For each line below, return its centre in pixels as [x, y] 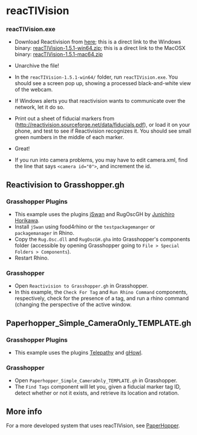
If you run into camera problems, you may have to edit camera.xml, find [101, 160]
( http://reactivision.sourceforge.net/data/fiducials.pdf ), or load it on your [102, 125]
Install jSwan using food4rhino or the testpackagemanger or [85, 227]
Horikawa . [27, 221]
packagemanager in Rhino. [44, 233]
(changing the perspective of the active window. [73, 305]
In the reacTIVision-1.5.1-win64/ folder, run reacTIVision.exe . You [96, 77]
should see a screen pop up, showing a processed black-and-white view [103, 83]
